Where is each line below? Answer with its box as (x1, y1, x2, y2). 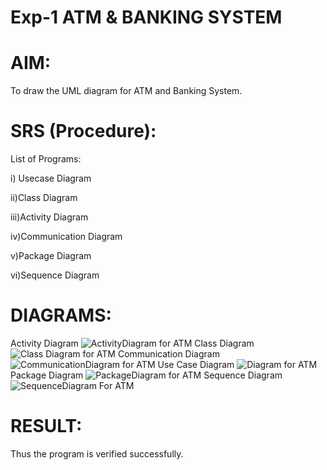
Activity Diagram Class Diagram (10, 337, 255, 349)
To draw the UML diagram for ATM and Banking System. (10, 85, 243, 97)
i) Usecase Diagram (10, 172, 92, 185)
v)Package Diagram (10, 250, 92, 262)
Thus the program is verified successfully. (10, 447, 184, 460)
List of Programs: (10, 153, 82, 165)
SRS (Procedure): (10, 120, 157, 143)
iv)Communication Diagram (10, 231, 123, 243)
